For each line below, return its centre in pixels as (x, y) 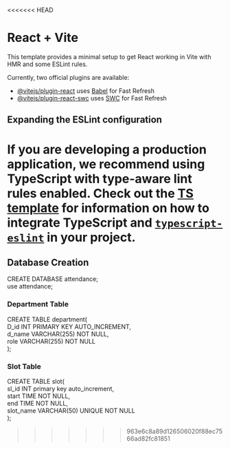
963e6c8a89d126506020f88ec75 (175, 431)
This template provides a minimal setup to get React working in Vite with (109, 56)
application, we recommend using (106, 164)
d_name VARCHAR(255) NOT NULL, (58, 334)
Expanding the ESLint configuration (85, 120)
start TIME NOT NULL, (39, 396)
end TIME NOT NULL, (38, 403)
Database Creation (48, 262)
